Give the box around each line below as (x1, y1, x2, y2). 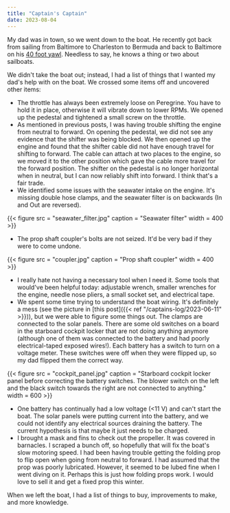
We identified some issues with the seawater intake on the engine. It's (16, 186, 216, 194)
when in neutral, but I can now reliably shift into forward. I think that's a (16, 171, 218, 179)
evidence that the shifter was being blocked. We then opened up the (16, 135, 211, 143)
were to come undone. (16, 242, 81, 250)
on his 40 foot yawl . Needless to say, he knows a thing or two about (7, 49, 199, 58)
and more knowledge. (7, 498, 69, 506)
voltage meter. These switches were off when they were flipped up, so (16, 348, 217, 357)
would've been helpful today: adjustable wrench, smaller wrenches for (16, 283, 216, 291)
